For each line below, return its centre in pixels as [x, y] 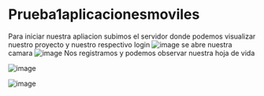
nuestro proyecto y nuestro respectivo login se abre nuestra [120, 44]
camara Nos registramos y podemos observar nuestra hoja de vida [132, 53]
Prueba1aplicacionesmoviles [104, 15]
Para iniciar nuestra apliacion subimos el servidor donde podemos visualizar [132, 36]
